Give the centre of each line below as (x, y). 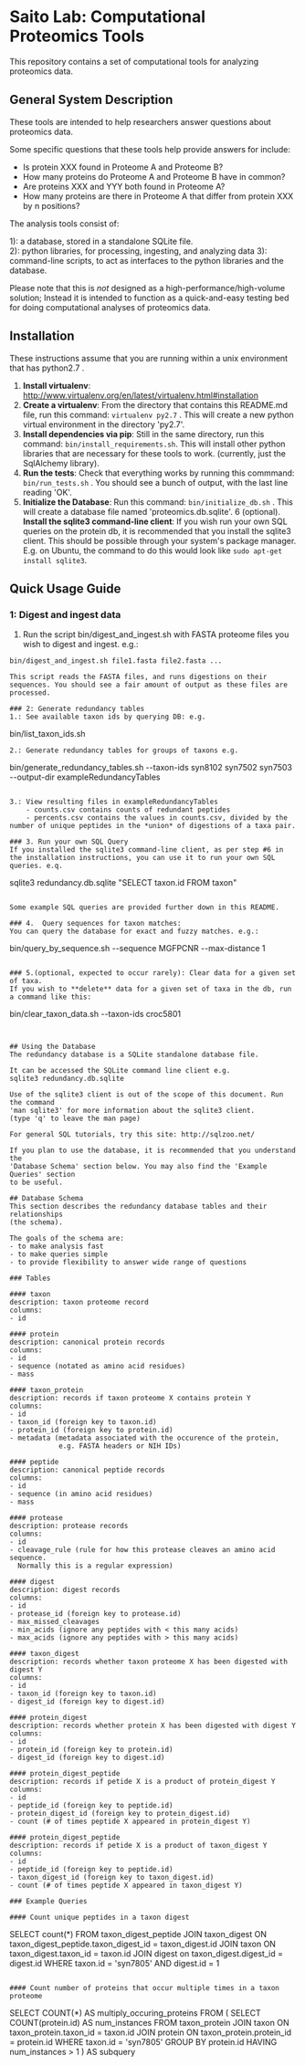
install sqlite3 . (55, 560)
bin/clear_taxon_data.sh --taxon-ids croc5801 (95, 1014)
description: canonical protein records (88, 1342)
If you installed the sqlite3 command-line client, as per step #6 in (147, 850)
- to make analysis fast (57, 1247)
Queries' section (42, 1175)
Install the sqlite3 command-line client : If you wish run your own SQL (155, 521)
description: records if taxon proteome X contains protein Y (130, 1399)
